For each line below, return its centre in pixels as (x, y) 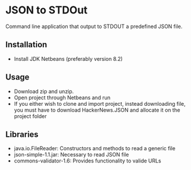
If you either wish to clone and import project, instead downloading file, (100, 103)
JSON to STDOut (47, 10)
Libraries (22, 134)
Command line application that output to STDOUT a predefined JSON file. (94, 26)
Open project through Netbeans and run (62, 98)
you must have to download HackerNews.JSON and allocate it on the (97, 110)
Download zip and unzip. (44, 91)
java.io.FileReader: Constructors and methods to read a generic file (95, 148)
